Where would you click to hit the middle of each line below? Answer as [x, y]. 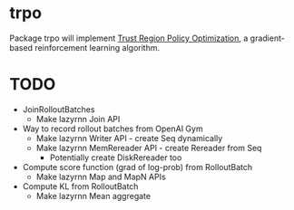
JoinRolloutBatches [59, 109]
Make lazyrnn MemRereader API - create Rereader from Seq [149, 148]
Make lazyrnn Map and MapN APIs [101, 177]
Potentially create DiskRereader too [116, 157]
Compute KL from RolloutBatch [80, 186]
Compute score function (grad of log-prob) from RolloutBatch [137, 167]
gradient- [268, 38]
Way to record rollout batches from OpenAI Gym [113, 129]
